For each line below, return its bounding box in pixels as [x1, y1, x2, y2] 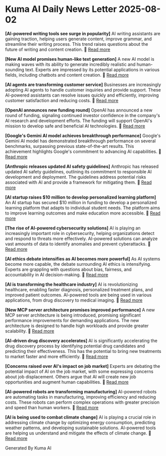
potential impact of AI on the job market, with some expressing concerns [5, 368, 154, 374]
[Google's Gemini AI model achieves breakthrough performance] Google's [5, 132, 161, 138]
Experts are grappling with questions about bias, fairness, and [5, 266, 132, 272]
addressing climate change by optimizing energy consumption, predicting [5, 419, 156, 425]
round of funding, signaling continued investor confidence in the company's [5, 112, 160, 118]
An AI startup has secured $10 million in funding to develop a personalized [5, 199, 157, 205]
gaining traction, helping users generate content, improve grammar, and [5, 36, 152, 42]
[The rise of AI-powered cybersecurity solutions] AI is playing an [5, 225, 141, 231]
